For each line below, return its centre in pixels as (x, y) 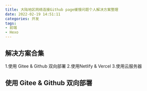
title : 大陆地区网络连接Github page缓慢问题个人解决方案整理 (62, 10)
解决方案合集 (25, 54)
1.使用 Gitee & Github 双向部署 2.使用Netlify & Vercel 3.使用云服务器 (73, 66)
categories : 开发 (22, 19)
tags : (11, 23)
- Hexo (12, 32)
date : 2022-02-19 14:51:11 (33, 14)
